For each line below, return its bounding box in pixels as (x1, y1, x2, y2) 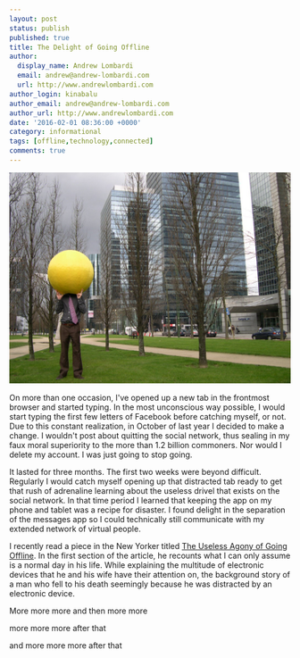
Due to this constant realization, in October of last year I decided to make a (9, 421, 285, 431)
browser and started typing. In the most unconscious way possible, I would (9, 402, 286, 412)
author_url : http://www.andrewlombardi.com (9, 108, 174, 118)
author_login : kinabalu (9, 89, 98, 98)
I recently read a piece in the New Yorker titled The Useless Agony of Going (9, 540, 287, 551)
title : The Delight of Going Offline (9, 43, 150, 52)
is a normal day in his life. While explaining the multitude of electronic (9, 559, 265, 571)
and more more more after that (9, 639, 122, 651)
